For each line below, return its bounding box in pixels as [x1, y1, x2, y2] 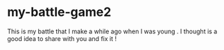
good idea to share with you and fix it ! [7, 34, 117, 42]
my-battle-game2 [7, 4, 112, 20]
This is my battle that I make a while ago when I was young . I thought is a [7, 27, 218, 35]
